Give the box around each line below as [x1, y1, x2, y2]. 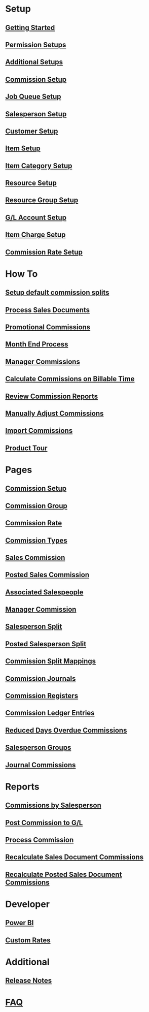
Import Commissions [5, 426, 73, 435]
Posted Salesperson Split [5, 640, 87, 648]
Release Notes [5, 976, 52, 985]
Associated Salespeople [5, 588, 84, 596]
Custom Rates [5, 936, 51, 944]
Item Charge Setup [5, 231, 66, 239]
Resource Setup [5, 179, 57, 187]
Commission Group [5, 501, 67, 510]
